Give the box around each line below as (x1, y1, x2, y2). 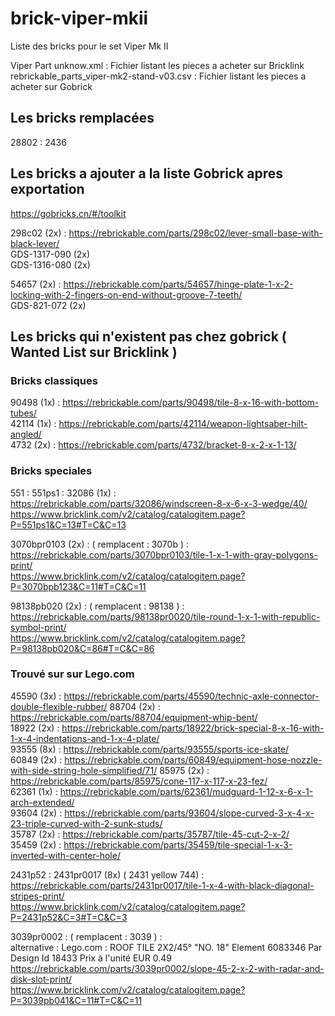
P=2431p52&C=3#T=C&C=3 (10, 911, 128, 923)
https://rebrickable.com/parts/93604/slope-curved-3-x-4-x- (64, 807, 315, 819)
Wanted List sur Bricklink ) (10, 343, 178, 361)
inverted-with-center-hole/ (10, 849, 121, 861)
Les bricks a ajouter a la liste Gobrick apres (10, 165, 284, 182)
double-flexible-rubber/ (10, 700, 108, 712)
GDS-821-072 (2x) (10, 299, 87, 311)
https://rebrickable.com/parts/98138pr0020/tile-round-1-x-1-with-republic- (10, 610, 321, 622)
